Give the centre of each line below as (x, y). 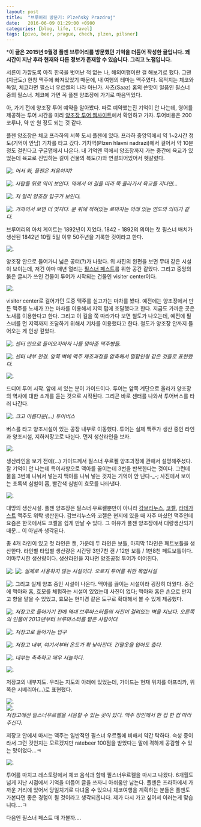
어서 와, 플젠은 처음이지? (43, 171)
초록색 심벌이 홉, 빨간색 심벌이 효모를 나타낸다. (67, 484)
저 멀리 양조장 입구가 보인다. (48, 197)
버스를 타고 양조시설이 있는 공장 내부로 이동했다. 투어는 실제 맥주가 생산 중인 (95, 429)
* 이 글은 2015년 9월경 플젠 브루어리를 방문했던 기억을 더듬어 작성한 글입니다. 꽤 (98, 52)
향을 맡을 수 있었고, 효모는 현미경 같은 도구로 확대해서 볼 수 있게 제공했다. (98, 599)
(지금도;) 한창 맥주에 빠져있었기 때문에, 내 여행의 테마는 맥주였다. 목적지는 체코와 (100, 80)
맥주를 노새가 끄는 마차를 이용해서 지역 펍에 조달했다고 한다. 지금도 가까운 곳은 (103, 309)
